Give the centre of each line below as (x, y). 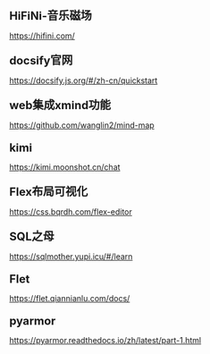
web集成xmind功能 (60, 105)
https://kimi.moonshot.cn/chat (65, 167)
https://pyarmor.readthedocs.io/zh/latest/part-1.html (105, 340)
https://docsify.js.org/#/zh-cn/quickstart (84, 80)
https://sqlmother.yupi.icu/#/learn (71, 257)
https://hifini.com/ (42, 36)
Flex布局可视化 (49, 192)
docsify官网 (41, 61)
